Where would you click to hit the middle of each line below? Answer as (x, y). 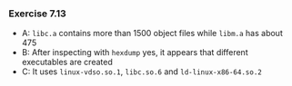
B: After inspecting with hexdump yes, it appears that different (135, 53)
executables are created (67, 62)
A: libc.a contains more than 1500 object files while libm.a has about (152, 33)
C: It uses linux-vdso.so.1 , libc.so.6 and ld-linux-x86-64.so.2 (142, 72)
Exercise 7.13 (38, 14)
